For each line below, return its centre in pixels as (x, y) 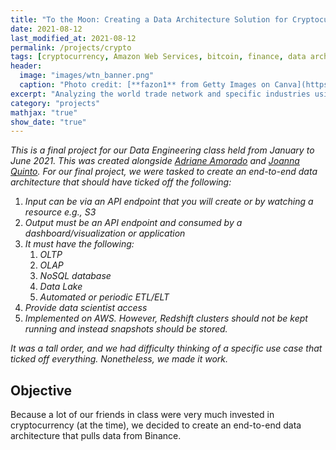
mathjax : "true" (44, 112)
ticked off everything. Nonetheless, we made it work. (119, 359)
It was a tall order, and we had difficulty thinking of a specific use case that (166, 348)
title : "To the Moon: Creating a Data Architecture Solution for (149, 19)
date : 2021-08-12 (46, 29)
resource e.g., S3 (60, 212)
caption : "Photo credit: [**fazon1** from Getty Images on (145, 85)
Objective (41, 390)
